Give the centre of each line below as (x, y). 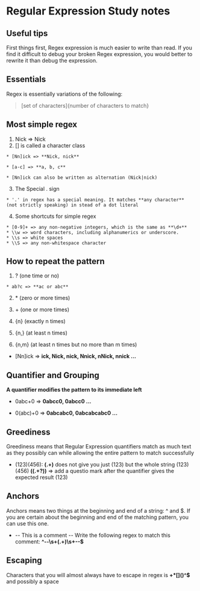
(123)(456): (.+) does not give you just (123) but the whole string (95, 465)
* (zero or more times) (42, 298)
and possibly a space (33, 581)
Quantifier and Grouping (53, 375)
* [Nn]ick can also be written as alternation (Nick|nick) (82, 178)
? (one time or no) (37, 276)
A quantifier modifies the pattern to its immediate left (74, 390)
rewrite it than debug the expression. (52, 60)
